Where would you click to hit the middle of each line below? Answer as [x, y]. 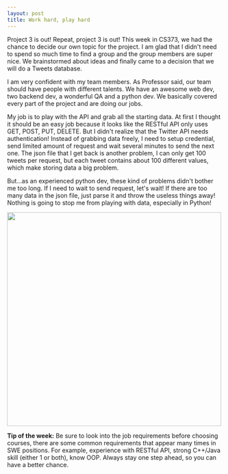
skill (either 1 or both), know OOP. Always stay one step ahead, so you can [112, 457]
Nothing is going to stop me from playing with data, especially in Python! [110, 202]
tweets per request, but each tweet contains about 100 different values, [108, 160]
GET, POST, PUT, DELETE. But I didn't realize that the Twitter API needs [108, 131]
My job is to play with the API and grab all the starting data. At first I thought [114, 116]
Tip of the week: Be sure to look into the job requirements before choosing [113, 436]
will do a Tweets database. [45, 68]
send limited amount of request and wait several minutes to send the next [111, 146]
